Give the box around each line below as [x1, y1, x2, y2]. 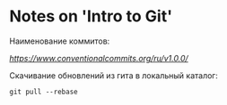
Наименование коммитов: [9, 36, 110, 46]
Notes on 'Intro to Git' [9, 6, 173, 27]
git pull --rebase [9, 87, 78, 96]
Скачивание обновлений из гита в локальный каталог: [9, 69, 218, 81]
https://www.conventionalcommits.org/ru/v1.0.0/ [9, 52, 188, 63]
